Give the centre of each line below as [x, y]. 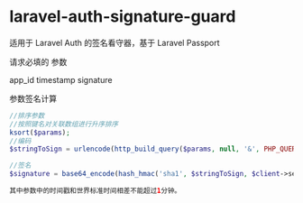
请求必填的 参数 [38, 61]
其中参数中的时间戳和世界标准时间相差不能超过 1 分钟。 [96, 190]
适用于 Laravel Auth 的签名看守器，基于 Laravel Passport [115, 42]
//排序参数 [27, 115]
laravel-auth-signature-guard [123, 17]
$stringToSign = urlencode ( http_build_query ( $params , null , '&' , [135, 149]
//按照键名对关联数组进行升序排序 [64, 124]
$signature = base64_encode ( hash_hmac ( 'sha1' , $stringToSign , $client [145, 174]
